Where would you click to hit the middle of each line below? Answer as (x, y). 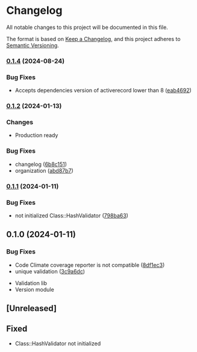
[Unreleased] (32, 308)
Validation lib (31, 283)
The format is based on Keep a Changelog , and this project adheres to (93, 39)
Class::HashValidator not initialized (58, 343)
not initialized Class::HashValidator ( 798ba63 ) (71, 216)
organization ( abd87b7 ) (44, 170)
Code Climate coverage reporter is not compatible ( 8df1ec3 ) (90, 265)
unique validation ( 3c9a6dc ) (50, 271)
